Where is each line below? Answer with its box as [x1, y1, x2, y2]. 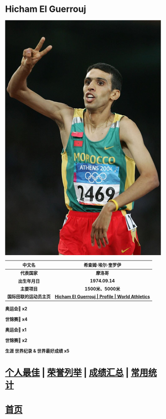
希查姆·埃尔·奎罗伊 [83, 262, 122, 268]
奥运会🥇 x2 [5, 305, 28, 311]
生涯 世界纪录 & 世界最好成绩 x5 [5, 348, 70, 353]
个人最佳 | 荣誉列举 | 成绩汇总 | [5, 367, 129, 378]
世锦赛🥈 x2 [5, 337, 28, 343]
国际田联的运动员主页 [7, 294, 51, 300]
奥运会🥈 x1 [5, 327, 27, 333]
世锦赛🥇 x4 [5, 316, 28, 322]
